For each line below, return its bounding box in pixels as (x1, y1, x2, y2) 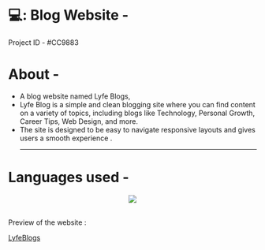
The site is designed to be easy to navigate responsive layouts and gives (19, 125, 256, 134)
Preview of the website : (8, 218, 87, 227)
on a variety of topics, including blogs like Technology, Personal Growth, (19, 108, 255, 118)
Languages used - (8, 169, 129, 186)
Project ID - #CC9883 (8, 37, 79, 47)
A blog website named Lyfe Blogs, (19, 91, 131, 101)
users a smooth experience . (19, 133, 113, 143)
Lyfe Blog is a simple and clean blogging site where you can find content (19, 99, 256, 109)
